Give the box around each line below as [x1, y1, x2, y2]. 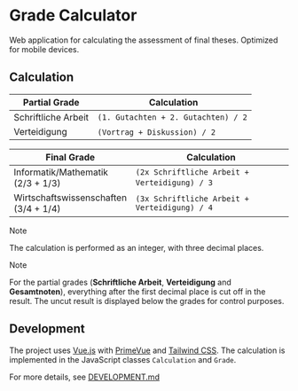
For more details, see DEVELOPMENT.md [9, 371, 160, 382]
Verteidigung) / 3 [135, 177, 213, 187]
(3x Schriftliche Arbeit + [135, 193, 250, 204]
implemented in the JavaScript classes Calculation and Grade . [9, 354, 237, 364]
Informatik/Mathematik [13, 166, 109, 178]
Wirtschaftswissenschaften [13, 192, 127, 204]
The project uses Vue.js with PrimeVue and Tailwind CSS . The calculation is [9, 345, 286, 356]
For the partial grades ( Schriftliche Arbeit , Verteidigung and [9, 277, 232, 287]
